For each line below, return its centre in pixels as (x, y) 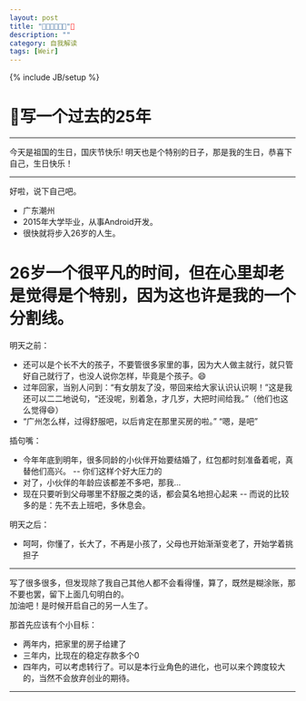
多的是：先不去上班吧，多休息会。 (86, 505)
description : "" (40, 34)
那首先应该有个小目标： (53, 625)
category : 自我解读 (44, 43)
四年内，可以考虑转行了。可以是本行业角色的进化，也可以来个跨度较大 (154, 667)
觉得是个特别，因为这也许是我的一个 (161, 296)
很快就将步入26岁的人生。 (71, 233)
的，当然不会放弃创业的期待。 (78, 678)
